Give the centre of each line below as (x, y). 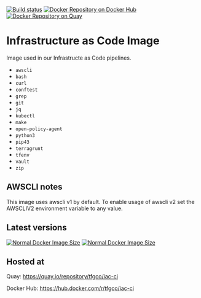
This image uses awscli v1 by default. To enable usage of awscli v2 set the (100, 202)
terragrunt (29, 148)
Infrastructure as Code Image (83, 41)
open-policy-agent (39, 129)
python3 (25, 135)
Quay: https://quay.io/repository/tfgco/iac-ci (62, 276)
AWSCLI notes (34, 187)
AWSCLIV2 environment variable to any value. (65, 208)
